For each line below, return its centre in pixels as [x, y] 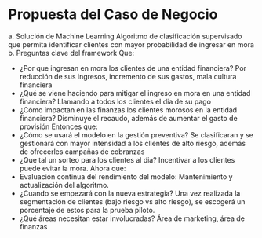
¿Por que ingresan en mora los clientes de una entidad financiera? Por [133, 68]
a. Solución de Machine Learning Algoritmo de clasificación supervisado [125, 36]
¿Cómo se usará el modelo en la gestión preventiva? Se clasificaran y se [136, 134]
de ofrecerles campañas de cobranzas [82, 152]
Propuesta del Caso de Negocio [113, 15]
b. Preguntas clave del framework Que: [71, 53]
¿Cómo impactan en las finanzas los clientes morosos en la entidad [128, 110]
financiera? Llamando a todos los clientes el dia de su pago [115, 101]
